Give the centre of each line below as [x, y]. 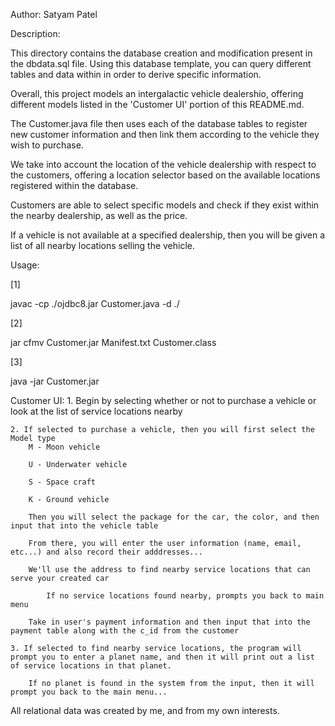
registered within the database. [74, 185]
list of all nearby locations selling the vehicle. [103, 245]
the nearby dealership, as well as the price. [99, 215]
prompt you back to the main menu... [89, 692]
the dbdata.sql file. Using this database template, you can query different [161, 63]
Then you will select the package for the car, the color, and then [174, 517]
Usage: [25, 265]
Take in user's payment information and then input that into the [169, 622]
